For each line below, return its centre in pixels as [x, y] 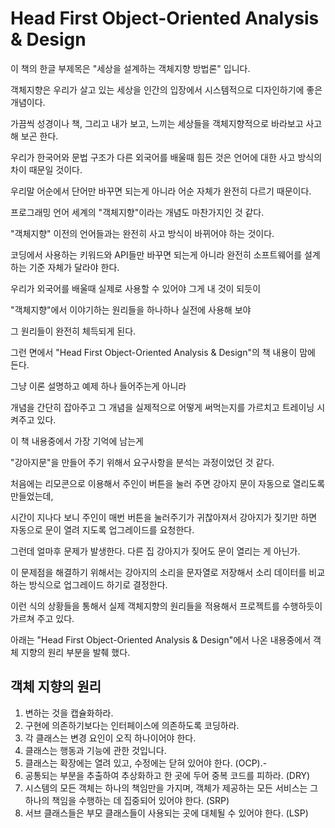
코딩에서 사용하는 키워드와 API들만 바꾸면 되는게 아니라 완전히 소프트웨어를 [156, 254]
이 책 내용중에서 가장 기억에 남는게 [77, 441]
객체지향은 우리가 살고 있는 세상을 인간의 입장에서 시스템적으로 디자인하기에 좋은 [166, 89]
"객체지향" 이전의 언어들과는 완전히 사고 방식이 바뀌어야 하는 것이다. [142, 233]
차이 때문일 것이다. [46, 169]
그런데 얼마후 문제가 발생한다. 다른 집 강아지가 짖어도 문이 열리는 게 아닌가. [155, 551]
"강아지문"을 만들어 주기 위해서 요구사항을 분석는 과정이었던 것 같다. [142, 462]
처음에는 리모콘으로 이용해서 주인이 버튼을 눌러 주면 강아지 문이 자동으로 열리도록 [168, 483]
